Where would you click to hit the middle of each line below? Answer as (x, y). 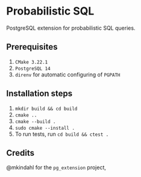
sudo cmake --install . (45, 128)
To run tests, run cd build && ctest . (62, 134)
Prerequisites (32, 47)
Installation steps (39, 94)
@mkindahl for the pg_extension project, (56, 167)
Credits (20, 153)
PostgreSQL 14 (33, 68)
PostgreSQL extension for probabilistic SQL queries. (71, 28)
